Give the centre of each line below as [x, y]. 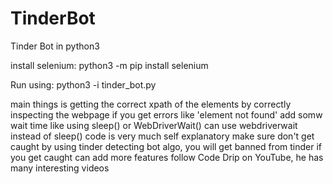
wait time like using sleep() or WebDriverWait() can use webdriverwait [154, 125]
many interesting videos [60, 168]
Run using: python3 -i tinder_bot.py [83, 84]
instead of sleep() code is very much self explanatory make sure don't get [162, 136]
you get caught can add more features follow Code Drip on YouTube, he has [167, 157]
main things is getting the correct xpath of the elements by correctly [151, 104]
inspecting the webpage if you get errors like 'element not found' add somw [166, 114]
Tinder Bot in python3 [55, 46]
